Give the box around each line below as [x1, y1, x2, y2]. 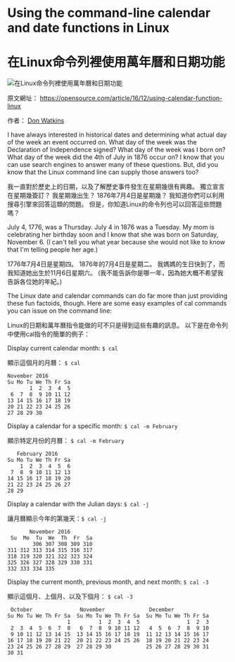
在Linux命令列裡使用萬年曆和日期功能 [7, 54, 225, 70]
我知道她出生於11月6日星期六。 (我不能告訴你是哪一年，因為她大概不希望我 [7, 269, 224, 277]
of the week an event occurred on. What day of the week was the [7, 138, 197, 146]
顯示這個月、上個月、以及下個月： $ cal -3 [7, 592, 134, 601]
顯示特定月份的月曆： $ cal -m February [7, 437, 125, 445]
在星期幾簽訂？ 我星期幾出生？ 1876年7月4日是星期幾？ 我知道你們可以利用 [7, 192, 225, 200]
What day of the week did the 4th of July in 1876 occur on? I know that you [7, 153, 225, 161]
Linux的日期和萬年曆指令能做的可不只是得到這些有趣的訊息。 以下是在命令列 [7, 321, 229, 330]
